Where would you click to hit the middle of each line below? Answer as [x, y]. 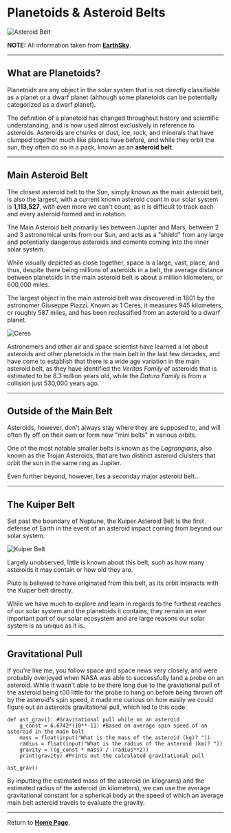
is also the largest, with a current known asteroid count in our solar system [113, 199]
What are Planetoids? [54, 73]
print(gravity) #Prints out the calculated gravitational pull [112, 756]
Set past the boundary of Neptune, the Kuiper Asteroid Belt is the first [106, 521]
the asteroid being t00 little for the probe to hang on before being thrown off [115, 692]
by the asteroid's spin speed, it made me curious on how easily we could [110, 700]
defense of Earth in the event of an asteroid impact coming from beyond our [115, 528]
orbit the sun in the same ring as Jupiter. [64, 463]
